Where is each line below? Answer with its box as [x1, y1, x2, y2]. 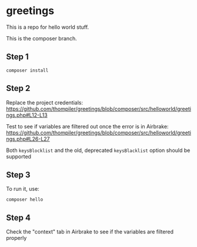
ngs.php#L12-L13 [6, 111, 48, 119]
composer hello [6, 197, 44, 203]
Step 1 [6, 52, 29, 62]
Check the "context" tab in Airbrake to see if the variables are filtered [6, 228, 174, 235]
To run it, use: [6, 185, 39, 192]
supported [6, 153, 31, 160]
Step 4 [6, 212, 31, 222]
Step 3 [6, 170, 31, 180]
